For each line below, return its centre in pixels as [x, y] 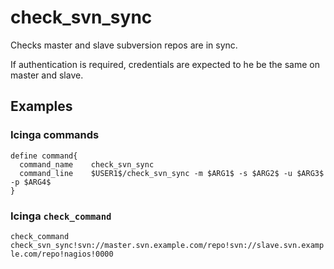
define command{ [44, 156]
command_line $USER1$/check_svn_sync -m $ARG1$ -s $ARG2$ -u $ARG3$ [172, 173]
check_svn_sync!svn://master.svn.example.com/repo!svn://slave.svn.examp [167, 245]
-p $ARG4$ [31, 182]
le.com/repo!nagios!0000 [62, 254]
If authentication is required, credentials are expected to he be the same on [165, 64]
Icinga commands [55, 135]
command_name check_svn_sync [87, 164]
